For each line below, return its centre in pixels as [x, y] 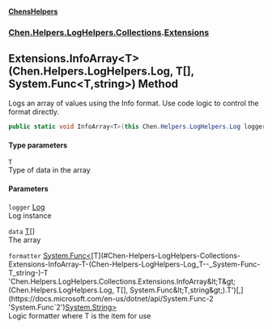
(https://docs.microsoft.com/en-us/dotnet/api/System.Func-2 [111, 298]
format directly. [34, 112]
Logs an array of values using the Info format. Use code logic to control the [134, 103]
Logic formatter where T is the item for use [80, 315]
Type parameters [38, 145]
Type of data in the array [49, 170]
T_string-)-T [28, 272]
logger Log [27, 207]
